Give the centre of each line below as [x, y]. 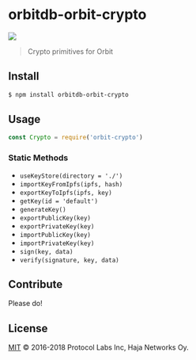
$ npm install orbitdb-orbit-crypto [68, 94]
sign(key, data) [46, 251]
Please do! [25, 304]
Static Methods [38, 158]
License [28, 328]
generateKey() [43, 209]
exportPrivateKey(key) [57, 226]
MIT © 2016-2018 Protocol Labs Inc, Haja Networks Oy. [99, 347]
